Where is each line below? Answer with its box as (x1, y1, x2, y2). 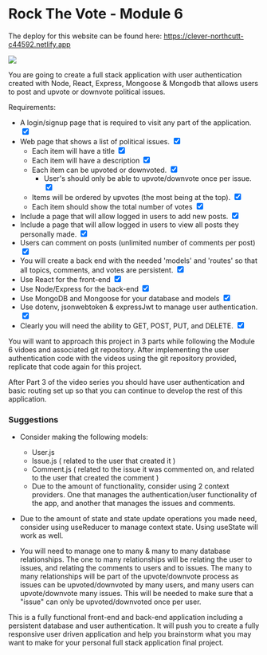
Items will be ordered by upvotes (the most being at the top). (31, 192, 231, 202)
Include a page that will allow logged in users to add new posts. (19, 211, 229, 221)
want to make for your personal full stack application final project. (8, 638, 224, 648)
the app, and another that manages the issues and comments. (31, 499, 236, 508)
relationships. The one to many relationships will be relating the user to (19, 555, 253, 564)
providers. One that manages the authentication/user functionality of (31, 490, 257, 500)
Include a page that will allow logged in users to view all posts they (19, 220, 239, 229)
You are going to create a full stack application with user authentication (8, 69, 242, 80)
